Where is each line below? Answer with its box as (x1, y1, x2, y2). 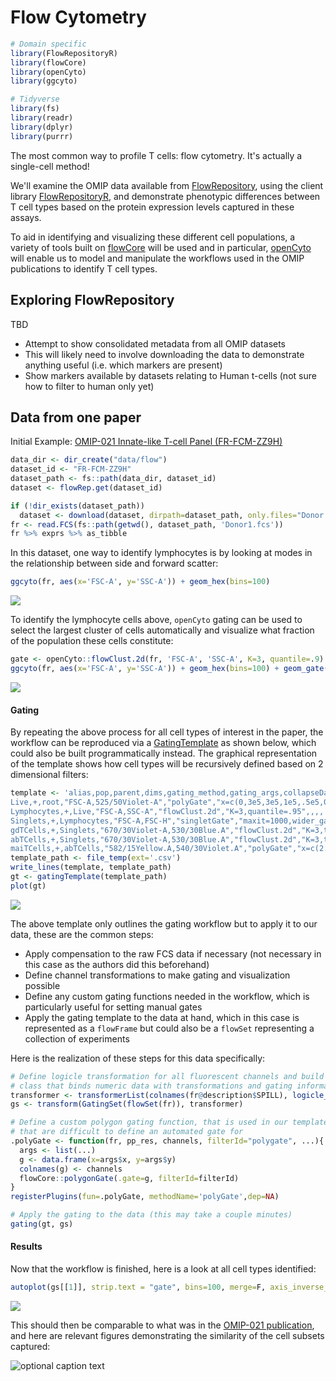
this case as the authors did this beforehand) (24, 958, 210, 970)
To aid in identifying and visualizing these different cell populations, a (10, 231, 296, 243)
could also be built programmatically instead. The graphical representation (10, 747, 318, 760)
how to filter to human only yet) (24, 380, 155, 392)
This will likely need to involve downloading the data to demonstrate (24, 348, 305, 360)
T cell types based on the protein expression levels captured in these (10, 201, 295, 213)
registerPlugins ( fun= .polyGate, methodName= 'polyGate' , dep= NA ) (10, 1192, 280, 1202)
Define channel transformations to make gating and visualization (24, 969, 291, 981)
